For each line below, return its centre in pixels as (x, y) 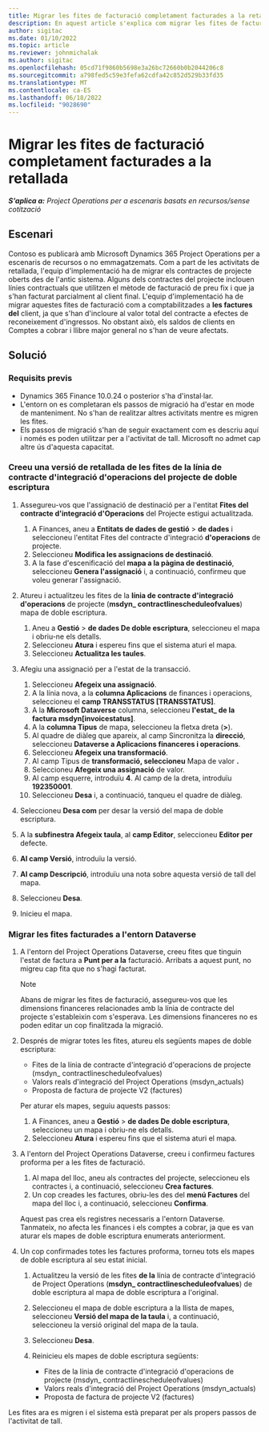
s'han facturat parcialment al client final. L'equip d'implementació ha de (126, 296)
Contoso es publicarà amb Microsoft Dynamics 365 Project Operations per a (134, 254)
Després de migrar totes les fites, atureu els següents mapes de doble (136, 1041)
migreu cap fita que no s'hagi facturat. (83, 969)
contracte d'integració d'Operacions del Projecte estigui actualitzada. (137, 513)
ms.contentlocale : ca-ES (50, 90)
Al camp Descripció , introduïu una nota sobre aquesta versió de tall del (138, 874)
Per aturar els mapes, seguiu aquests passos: (95, 1106)
